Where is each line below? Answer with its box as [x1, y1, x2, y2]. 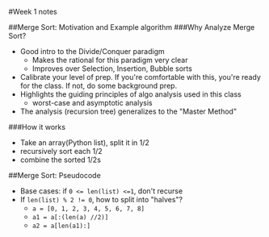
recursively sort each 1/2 [19, 147, 103, 156]
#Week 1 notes [8, 7, 58, 16]
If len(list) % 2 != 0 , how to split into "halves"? [19, 195, 183, 204]
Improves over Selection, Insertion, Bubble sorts [32, 64, 192, 73]
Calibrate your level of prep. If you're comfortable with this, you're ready [19, 73, 261, 81]
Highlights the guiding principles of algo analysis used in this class [19, 89, 242, 99]
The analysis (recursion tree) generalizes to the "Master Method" [19, 106, 237, 116]
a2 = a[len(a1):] [32, 222, 91, 230]
